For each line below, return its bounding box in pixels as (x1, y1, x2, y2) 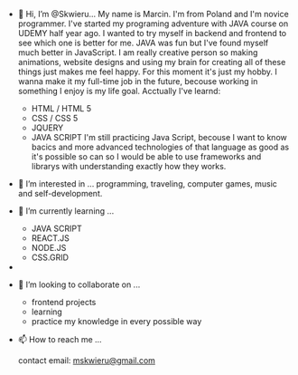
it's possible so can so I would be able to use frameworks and (31, 151, 262, 162)
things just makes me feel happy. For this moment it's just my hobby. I (17, 66, 278, 77)
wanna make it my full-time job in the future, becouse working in (17, 76, 258, 86)
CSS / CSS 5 (31, 113, 79, 123)
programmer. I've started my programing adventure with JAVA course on (17, 18, 289, 29)
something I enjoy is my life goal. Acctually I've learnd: (17, 86, 221, 96)
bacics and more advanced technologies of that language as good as (31, 141, 290, 152)
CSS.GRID (31, 252, 70, 263)
